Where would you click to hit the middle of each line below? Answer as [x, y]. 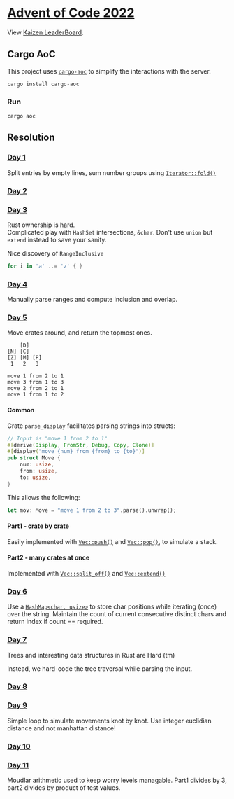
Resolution [31, 138]
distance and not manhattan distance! [62, 728]
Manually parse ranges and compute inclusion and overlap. [93, 300]
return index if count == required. [55, 622]
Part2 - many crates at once [49, 557]
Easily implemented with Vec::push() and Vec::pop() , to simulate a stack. [112, 541]
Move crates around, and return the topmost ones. [80, 333]
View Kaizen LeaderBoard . [45, 32]
